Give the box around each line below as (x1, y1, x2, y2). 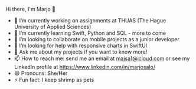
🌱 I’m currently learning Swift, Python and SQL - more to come (14, 29, 166, 37)
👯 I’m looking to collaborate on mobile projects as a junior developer (14, 36, 179, 42)
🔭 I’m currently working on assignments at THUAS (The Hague (14, 17, 166, 24)
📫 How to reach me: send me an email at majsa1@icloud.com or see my (14, 55, 190, 62)
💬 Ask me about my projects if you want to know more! (14, 48, 148, 55)
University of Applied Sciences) (14, 24, 92, 30)
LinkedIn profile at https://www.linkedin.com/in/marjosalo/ (14, 64, 156, 70)
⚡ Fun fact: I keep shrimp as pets (14, 77, 94, 83)
